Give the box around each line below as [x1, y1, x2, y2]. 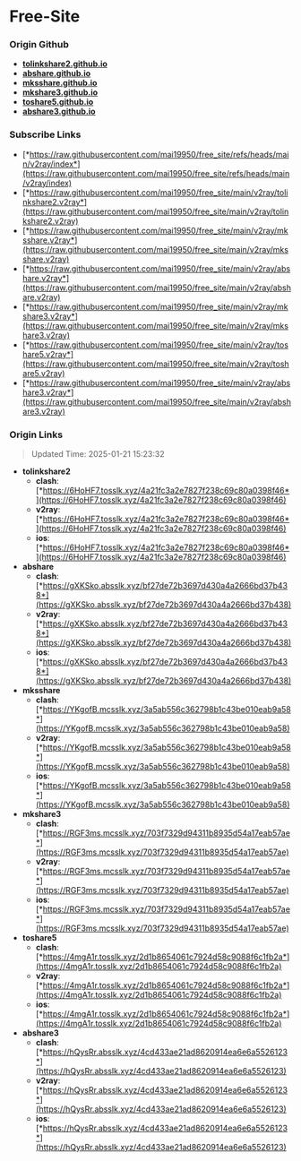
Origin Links [9, 428, 64, 441]
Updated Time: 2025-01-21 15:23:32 [30, 449, 165, 460]
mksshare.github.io [21, 78, 98, 89]
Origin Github [9, 39, 70, 51]
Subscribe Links [9, 128, 82, 141]
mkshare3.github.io [21, 87, 99, 98]
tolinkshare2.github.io [21, 58, 107, 69]
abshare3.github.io [21, 106, 96, 117]
